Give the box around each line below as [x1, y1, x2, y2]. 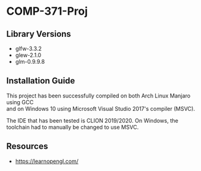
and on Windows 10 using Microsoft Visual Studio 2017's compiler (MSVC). [6, 105, 195, 112]
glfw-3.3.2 [15, 45, 42, 52]
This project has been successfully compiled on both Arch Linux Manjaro [6, 92, 191, 99]
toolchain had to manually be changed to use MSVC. [6, 123, 139, 131]
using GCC [6, 98, 34, 105]
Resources [6, 141, 48, 151]
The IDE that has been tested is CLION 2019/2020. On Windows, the [6, 116, 179, 124]
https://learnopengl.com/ [15, 158, 78, 165]
